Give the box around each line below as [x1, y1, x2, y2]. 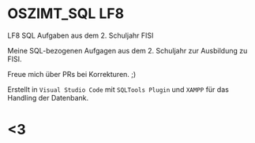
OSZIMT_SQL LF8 [7, 5, 124, 23]
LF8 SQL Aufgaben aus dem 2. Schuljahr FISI [7, 31, 154, 40]
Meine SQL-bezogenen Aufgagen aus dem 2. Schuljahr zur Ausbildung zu [7, 46, 248, 55]
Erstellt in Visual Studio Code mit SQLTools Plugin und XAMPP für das [7, 84, 230, 94]
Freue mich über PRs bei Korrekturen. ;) [7, 69, 137, 79]
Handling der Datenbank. [7, 93, 89, 102]
